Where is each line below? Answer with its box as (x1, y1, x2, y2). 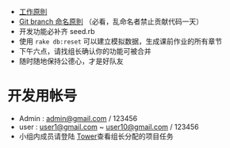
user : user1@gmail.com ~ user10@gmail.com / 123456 (18, 122, 199, 131)
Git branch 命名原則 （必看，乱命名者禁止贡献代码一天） (18, 17, 204, 26)
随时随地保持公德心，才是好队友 (18, 56, 124, 66)
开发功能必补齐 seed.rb (18, 27, 96, 36)
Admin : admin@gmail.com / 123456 (18, 113, 138, 123)
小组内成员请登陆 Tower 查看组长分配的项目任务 (18, 131, 174, 141)
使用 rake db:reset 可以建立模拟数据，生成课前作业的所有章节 (18, 36, 223, 46)
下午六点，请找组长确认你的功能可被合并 (18, 47, 151, 55)
